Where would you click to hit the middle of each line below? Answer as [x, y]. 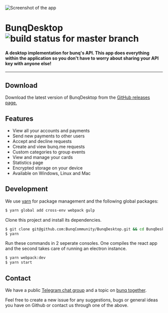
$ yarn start [19, 263]
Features [19, 119]
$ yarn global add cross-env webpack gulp [50, 210]
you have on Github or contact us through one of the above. [67, 305]
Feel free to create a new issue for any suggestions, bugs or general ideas [82, 300]
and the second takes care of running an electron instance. [66, 249]
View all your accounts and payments [51, 131]
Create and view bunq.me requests [48, 147]
